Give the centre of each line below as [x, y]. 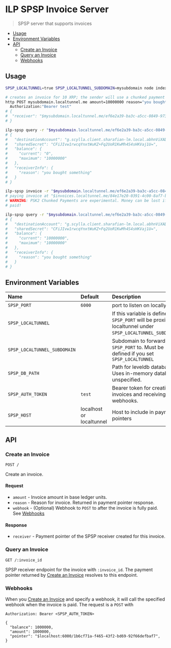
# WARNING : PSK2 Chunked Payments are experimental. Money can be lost [83, 201]
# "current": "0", [29, 154]
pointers [122, 419]
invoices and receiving [139, 394]
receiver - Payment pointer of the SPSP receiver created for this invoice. [89, 536]
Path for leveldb [131, 367]
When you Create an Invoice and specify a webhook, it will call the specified [85, 599]
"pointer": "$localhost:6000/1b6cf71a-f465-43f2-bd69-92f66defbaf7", [85, 636]
